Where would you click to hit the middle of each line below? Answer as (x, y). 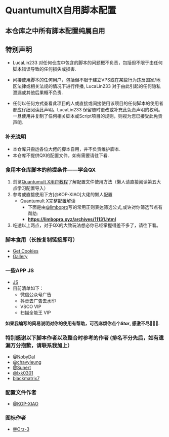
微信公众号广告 (36, 294)
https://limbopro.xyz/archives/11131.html (72, 219)
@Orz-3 (21, 429)
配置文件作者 (21, 392)
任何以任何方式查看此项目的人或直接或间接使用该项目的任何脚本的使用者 (88, 103)
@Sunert (22, 367)
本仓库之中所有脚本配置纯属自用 (55, 31)
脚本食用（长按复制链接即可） (42, 239)
